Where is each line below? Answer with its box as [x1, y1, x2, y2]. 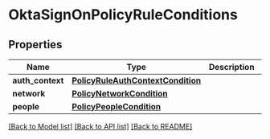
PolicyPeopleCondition [72, 101, 162, 112]
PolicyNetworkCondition [72, 88, 168, 99]
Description [208, 62, 255, 72]
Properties [8, 38, 63, 51]
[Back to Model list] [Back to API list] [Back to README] [8, 122, 193, 131]
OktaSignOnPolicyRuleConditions [8, 6, 239, 24]
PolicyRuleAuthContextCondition [72, 75, 202, 86]
